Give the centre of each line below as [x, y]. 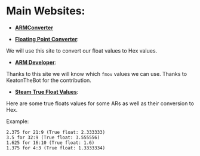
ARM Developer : [36, 62]
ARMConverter [34, 27]
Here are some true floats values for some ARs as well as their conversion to [100, 103]
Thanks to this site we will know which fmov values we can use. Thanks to [96, 74]
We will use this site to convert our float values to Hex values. [82, 51]
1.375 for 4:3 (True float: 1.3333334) [56, 148]
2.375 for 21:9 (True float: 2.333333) [56, 132]
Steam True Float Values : [47, 91]
